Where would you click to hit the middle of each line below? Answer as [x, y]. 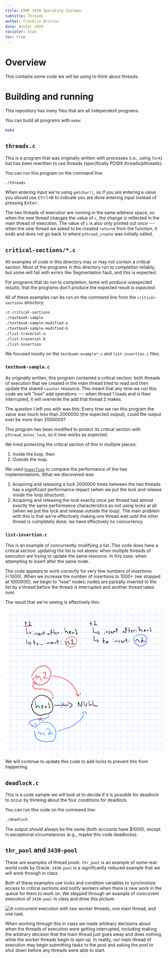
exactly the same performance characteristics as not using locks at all [84, 505]
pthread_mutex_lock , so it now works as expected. [57, 435]
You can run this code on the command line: [51, 809]
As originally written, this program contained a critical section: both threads [83, 378]
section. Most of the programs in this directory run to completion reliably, [80, 267]
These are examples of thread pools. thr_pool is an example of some [76, 862]
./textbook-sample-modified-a [37, 323]
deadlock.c [22, 783]
